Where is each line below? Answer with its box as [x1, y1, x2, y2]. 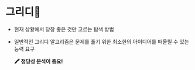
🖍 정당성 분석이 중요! [13, 58, 63, 65]
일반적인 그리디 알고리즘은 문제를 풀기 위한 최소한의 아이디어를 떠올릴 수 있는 [13, 38, 190, 45]
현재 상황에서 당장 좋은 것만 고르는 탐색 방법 [13, 26, 115, 33]
